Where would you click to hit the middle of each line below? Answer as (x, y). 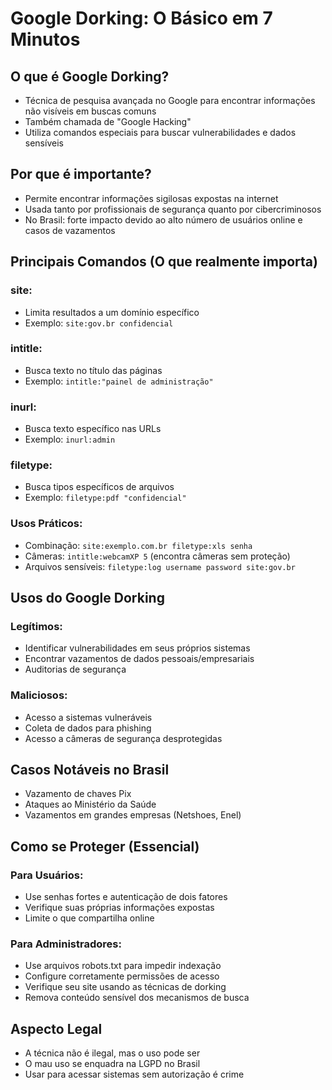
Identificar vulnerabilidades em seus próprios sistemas (137, 648)
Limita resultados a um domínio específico (112, 312)
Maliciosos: (39, 695)
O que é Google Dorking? (90, 76)
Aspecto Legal (56, 1028)
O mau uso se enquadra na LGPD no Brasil (112, 1064)
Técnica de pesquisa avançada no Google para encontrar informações (170, 100)
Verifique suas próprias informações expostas (119, 908)
